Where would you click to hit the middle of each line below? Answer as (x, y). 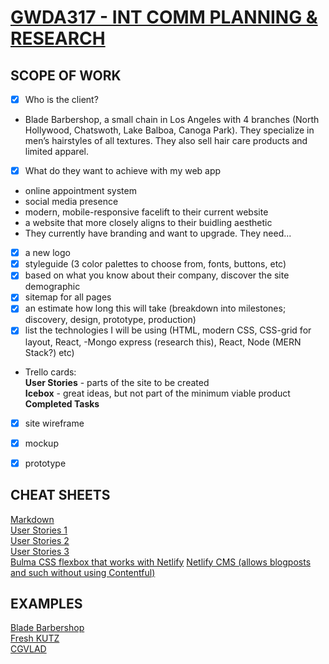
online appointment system (80, 191)
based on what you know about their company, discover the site (157, 275)
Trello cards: (50, 372)
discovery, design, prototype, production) (110, 320)
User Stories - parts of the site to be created (117, 382)
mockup (41, 443)
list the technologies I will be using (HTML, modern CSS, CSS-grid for (168, 330)
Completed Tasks (62, 403)
